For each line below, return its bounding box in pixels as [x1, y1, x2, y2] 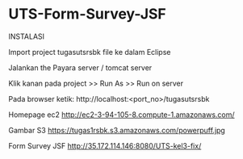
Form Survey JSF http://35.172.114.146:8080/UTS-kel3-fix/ [8, 140, 202, 150]
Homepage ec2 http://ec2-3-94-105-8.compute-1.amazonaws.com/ [8, 110, 236, 119]
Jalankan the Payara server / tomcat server [8, 62, 153, 73]
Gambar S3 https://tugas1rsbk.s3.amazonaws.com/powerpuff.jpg [8, 125, 226, 135]
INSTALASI [8, 31, 45, 41]
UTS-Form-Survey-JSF [8, 5, 167, 23]
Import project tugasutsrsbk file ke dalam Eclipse [8, 47, 171, 56]
